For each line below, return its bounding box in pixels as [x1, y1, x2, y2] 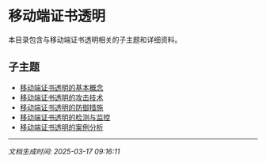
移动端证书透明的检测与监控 [19, 112, 111, 122]
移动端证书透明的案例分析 [19, 122, 104, 131]
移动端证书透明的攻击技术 [19, 93, 104, 102]
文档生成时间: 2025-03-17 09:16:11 [8, 146, 120, 156]
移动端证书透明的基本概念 [19, 82, 104, 92]
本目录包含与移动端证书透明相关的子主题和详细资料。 [8, 35, 182, 44]
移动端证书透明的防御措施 [19, 102, 104, 112]
